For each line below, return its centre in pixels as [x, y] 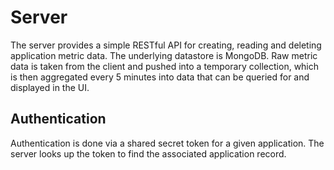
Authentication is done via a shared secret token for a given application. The [167, 143]
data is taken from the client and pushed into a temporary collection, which [165, 66]
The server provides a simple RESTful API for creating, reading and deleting [166, 45]
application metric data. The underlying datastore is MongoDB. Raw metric [164, 55]
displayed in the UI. [50, 87]
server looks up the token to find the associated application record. [148, 153]
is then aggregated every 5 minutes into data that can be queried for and [160, 77]
